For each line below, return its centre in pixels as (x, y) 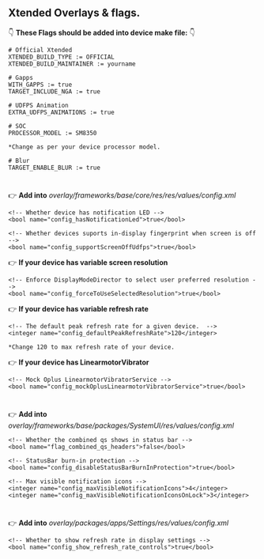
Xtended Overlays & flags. (74, 13)
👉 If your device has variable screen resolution (88, 263)
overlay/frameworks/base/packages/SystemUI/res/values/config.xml (121, 425)
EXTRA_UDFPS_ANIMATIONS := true (61, 112)
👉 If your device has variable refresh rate (78, 309)
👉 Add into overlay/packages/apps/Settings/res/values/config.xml (119, 523)
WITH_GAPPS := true (40, 85)
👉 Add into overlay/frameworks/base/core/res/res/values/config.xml (122, 195)
